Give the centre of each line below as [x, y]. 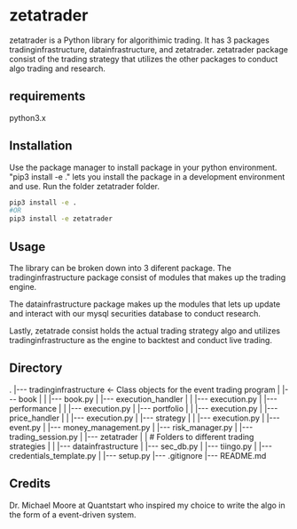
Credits [30, 484]
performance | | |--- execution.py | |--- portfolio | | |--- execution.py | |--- [144, 408]
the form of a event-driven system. [73, 514]
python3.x [27, 117]
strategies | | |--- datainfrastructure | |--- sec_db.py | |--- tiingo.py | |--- [141, 446]
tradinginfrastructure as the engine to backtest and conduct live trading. [141, 340]
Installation [41, 146]
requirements [47, 96]
